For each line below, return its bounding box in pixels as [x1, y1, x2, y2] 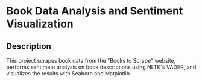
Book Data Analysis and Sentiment [6, 4, 183, 18]
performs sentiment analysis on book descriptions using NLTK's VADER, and [6, 63, 197, 71]
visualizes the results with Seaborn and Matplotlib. [6, 70, 131, 77]
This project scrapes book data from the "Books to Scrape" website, [6, 57, 176, 64]
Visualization [6, 17, 74, 31]
